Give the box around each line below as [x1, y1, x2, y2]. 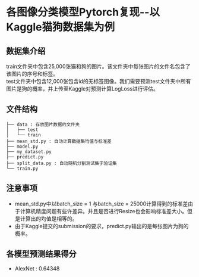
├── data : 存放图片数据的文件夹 [6, 122, 80, 127]
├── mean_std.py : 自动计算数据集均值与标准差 [6, 138, 112, 144]
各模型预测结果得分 [6, 249, 77, 259]
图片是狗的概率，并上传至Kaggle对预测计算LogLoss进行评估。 [6, 85, 159, 92]
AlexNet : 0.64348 [14, 265, 60, 272]
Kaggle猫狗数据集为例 [6, 20, 115, 34]
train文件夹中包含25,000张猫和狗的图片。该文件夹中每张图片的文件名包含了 [6, 63, 191, 70]
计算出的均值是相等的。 [20, 215, 78, 222]
